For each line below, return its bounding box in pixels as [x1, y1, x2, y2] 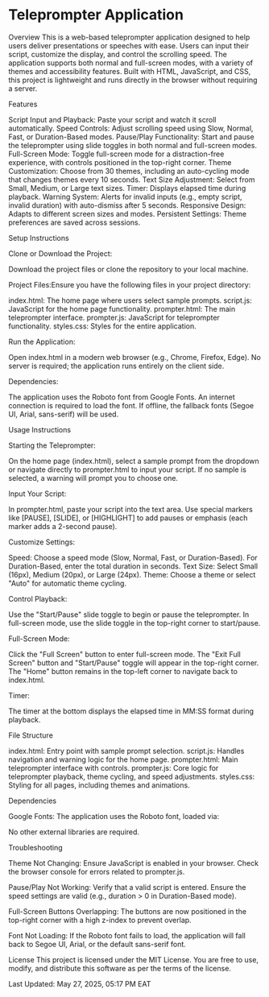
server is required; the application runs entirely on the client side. [8, 361, 225, 370]
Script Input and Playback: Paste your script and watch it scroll [8, 114, 217, 124]
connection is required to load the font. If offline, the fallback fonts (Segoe [8, 400, 255, 410]
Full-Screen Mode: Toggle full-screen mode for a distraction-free [8, 149, 225, 159]
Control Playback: [8, 594, 68, 603]
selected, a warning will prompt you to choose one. [8, 473, 179, 482]
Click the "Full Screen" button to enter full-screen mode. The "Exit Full [8, 649, 242, 659]
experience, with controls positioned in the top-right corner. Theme [8, 157, 232, 167]
